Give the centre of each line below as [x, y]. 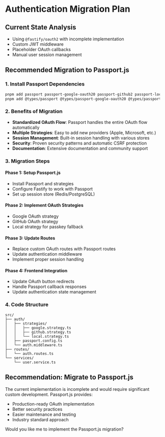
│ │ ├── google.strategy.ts [38, 328]
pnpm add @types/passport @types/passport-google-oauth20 [66, 99]
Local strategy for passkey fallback [48, 227]
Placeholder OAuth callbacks [41, 49]
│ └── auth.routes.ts [29, 353]
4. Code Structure [27, 305]
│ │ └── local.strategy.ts [37, 336]
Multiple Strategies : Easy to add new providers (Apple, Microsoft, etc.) [84, 132]
